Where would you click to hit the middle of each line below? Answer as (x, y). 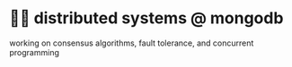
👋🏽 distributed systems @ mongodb (146, 18)
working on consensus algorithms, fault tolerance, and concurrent (132, 43)
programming (35, 52)
